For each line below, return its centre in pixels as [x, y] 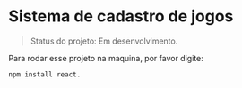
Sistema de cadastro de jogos [121, 16]
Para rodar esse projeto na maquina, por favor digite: [106, 58]
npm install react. [45, 74]
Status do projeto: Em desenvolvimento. [104, 41]
